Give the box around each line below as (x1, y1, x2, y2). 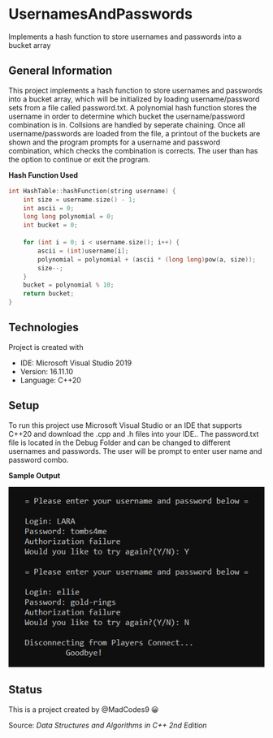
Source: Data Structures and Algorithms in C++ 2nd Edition (8, 720, 207, 730)
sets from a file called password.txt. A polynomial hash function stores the (8, 102, 258, 112)
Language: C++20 (19, 375, 81, 385)
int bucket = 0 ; (23, 221, 79, 230)
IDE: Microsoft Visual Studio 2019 (19, 358, 132, 368)
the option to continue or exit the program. (8, 154, 150, 164)
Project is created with (8, 342, 84, 352)
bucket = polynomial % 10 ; (23, 281, 115, 289)
